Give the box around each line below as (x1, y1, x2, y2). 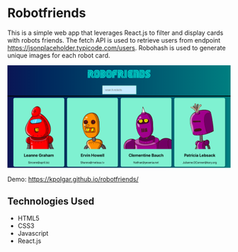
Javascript (17, 229, 49, 238)
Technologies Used (7, 195, 94, 207)
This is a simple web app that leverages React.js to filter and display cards (7, 28, 224, 37)
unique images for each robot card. (7, 51, 110, 60)
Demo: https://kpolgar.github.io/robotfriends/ (7, 175, 139, 183)
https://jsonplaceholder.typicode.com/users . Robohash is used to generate (7, 43, 226, 52)
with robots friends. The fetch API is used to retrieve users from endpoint (7, 35, 221, 44)
